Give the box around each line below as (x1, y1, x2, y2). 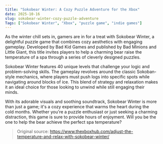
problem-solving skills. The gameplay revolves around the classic (5, 69, 136, 75)
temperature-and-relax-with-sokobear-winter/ (16, 134, 110, 140)
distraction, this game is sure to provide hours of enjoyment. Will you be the (5, 114, 156, 120)
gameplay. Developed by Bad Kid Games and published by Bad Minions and (5, 44, 157, 50)
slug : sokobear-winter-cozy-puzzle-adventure (5, 16, 98, 21)
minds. (5, 89, 18, 95)
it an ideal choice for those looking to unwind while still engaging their (5, 84, 145, 90)
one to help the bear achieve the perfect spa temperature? (5, 119, 122, 125)
